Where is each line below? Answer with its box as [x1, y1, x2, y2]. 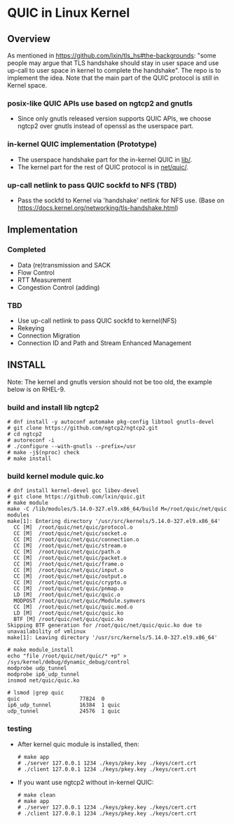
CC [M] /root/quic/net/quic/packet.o [13, 554, 128, 561]
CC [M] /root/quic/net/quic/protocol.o [13, 524, 133, 531]
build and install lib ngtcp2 [7, 403, 99, 412]
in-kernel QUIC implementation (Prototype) [7, 139, 158, 149]
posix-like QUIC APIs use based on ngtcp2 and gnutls [7, 98, 193, 108]
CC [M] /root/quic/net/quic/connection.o [13, 536, 139, 543]
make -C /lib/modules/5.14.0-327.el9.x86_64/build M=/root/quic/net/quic [7, 505, 228, 512]
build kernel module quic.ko [7, 471, 104, 481]
